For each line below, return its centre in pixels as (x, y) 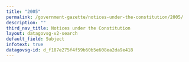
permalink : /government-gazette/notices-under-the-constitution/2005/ (95, 17)
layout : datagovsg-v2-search (42, 34)
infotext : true (25, 45)
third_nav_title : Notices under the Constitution (69, 28)
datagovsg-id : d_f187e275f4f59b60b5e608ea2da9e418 (70, 50)
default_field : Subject (35, 39)
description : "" (26, 22)
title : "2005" (24, 12)
